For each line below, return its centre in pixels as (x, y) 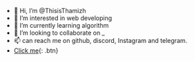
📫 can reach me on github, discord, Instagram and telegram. (100, 41)
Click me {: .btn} (36, 51)
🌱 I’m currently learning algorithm (61, 25)
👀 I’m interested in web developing (63, 18)
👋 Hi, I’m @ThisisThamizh (50, 11)
